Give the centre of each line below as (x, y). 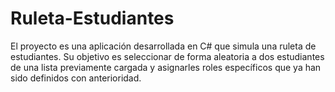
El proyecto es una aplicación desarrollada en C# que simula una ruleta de (163, 46)
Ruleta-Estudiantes (92, 18)
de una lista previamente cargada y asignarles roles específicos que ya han (166, 67)
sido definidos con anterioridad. (76, 78)
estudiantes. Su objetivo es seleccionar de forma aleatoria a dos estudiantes (167, 56)
